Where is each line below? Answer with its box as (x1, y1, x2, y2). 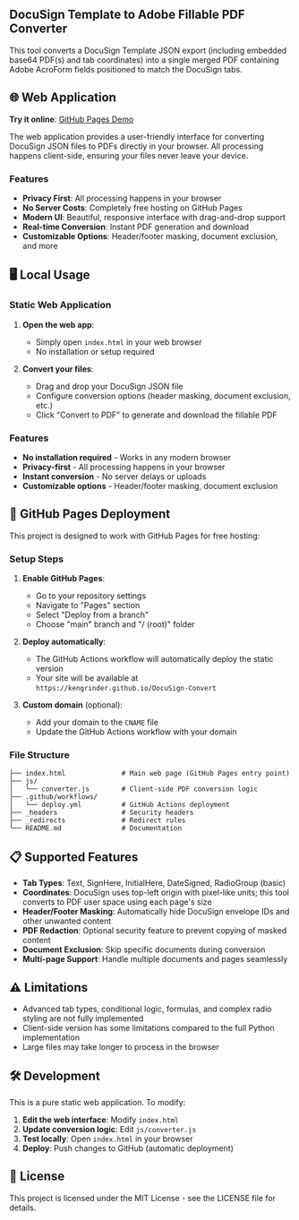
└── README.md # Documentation (9, 824, 182, 833)
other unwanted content (21, 915, 112, 926)
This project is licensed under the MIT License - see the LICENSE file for (9, 1192, 276, 1203)
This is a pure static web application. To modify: (9, 1096, 186, 1107)
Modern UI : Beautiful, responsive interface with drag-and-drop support (21, 211, 286, 222)
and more (21, 240, 58, 251)
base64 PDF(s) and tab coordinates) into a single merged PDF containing (9, 54, 279, 65)
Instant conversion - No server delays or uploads (21, 470, 207, 482)
